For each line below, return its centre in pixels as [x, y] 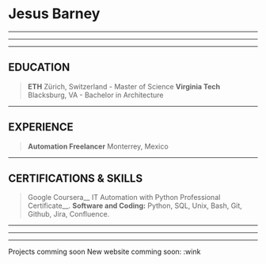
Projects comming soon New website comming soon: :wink [104, 252]
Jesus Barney [54, 14]
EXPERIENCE [41, 127]
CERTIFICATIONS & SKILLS [76, 178]
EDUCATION [39, 68]
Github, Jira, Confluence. [68, 214]
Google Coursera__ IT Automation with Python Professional [124, 198]
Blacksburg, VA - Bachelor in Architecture [95, 95]
